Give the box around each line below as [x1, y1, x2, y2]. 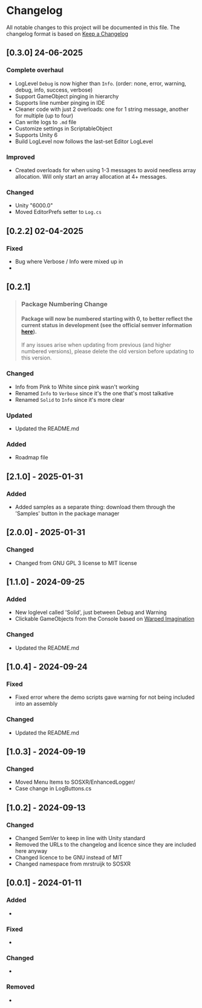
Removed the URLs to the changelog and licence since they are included [15, 841, 197, 849]
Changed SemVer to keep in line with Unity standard [15, 835, 146, 842]
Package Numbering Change [21, 300, 108, 309]
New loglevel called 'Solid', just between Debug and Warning [15, 609, 167, 616]
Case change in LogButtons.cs [15, 785, 92, 792]
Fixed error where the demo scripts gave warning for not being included [15, 693, 195, 701]
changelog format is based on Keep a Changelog [6, 30, 128, 37]
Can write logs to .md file [15, 118, 77, 125]
